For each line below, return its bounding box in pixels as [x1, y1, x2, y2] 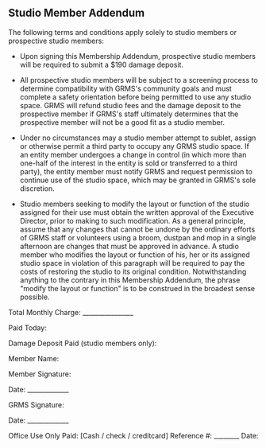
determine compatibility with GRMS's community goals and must [19, 84, 232, 93]
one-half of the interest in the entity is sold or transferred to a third [19, 158, 238, 168]
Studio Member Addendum [8, 6, 145, 20]
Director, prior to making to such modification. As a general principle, [19, 216, 246, 225]
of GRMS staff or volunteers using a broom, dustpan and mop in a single [19, 232, 256, 242]
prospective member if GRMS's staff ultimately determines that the [19, 109, 239, 119]
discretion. [19, 183, 56, 193]
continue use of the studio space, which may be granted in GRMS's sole [19, 175, 256, 185]
